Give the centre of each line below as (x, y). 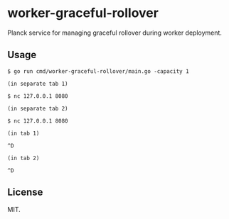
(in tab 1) (23, 133)
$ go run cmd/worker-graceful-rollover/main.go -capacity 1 (98, 71)
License (25, 192)
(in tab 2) (23, 158)
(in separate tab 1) (38, 84)
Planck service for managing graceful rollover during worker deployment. (115, 33)
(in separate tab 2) (38, 108)
